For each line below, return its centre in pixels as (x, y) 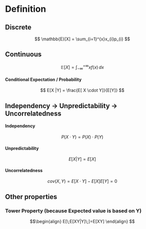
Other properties (31, 197)
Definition (26, 9)
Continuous (23, 54)
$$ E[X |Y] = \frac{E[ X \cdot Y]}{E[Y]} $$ (82, 90)
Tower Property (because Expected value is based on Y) (73, 211)
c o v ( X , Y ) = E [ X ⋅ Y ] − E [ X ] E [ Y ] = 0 (82, 181)
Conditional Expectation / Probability (43, 79)
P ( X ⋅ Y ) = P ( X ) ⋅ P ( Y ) (82, 137)
